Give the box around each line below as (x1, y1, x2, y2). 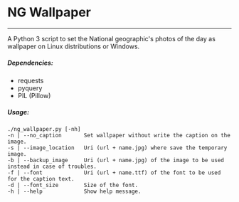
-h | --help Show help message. (7, 188, 142, 195)
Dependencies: (7, 58, 53, 67)
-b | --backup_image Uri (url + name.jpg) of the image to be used (7, 156, 224, 164)
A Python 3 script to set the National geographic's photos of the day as (7, 34, 216, 43)
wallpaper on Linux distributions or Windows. (7, 42, 140, 51)
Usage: (7, 107, 30, 116)
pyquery (17, 83, 43, 92)
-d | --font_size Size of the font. (7, 181, 139, 188)
